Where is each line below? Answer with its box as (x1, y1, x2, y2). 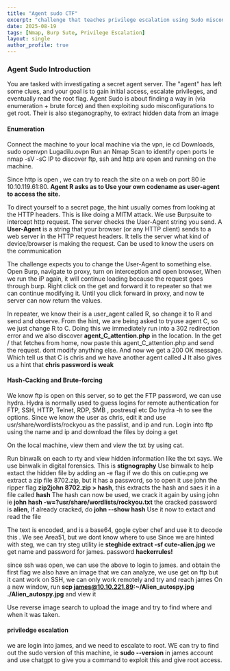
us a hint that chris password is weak (7, 360, 114, 368)
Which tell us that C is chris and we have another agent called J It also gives (7, 353, 222, 362)
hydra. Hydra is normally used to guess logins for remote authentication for (7, 398, 219, 407)
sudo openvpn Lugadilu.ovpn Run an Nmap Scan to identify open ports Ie (7, 147, 214, 155)
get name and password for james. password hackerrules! (7, 547, 173, 555)
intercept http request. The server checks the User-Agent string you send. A (7, 217, 222, 226)
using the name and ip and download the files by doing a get (7, 427, 178, 435)
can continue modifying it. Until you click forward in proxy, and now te (7, 289, 205, 297)
